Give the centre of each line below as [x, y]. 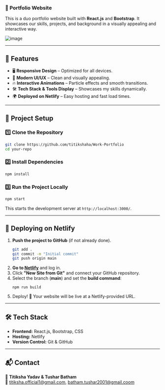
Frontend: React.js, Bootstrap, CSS [48, 331]
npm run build [27, 287]
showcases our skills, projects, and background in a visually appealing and [81, 24]
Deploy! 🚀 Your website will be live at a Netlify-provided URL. [74, 297]
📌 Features [22, 59]
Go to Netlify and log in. [37, 268]
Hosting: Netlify [28, 337]
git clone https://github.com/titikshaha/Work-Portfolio [65, 145]
